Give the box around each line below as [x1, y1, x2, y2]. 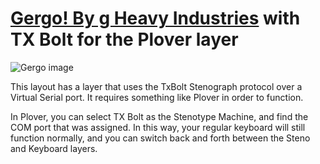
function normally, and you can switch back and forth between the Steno [10, 132, 311, 144]
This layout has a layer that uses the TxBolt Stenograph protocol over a [10, 80, 303, 92]
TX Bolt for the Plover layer [10, 28, 239, 51]
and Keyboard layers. [10, 142, 98, 154]
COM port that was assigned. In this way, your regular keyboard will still [10, 121, 306, 133]
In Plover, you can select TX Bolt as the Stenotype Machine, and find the [10, 110, 309, 122]
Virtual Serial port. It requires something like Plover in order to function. [10, 91, 304, 103]
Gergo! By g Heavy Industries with [10, 7, 301, 30]
